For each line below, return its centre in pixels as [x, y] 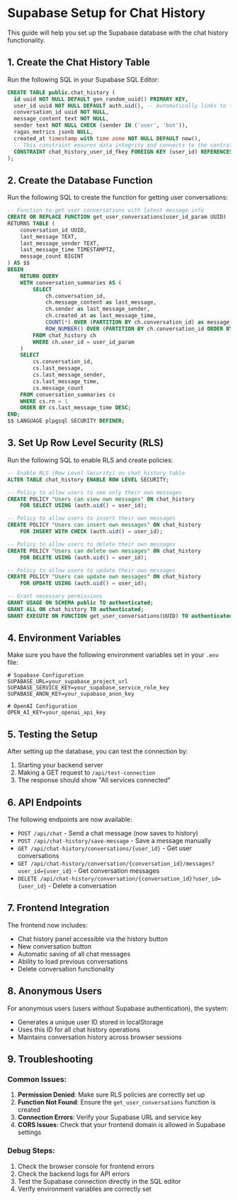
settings [29, 1132]
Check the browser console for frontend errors [86, 1166]
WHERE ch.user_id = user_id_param [84, 342]
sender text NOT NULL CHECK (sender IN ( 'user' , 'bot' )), [101, 125]
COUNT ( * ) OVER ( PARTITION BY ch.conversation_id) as [124, 322]
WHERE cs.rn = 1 [44, 401]
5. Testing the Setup [52, 734]
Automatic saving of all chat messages [74, 954]
